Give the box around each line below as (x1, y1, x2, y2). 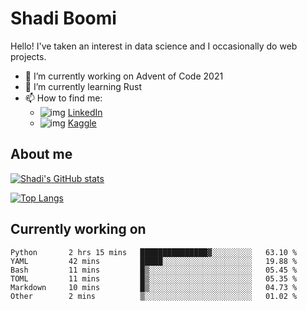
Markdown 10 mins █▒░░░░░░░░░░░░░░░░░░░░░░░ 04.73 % (10, 282, 298, 292)
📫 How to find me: (24, 92, 103, 104)
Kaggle (67, 117, 97, 129)
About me (10, 146, 73, 163)
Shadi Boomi (10, 7, 117, 30)
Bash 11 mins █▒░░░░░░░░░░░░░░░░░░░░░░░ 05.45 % (10, 265, 298, 275)
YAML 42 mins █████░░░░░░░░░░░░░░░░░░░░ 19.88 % (10, 256, 298, 266)
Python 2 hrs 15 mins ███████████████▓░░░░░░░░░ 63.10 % (10, 247, 298, 257)
